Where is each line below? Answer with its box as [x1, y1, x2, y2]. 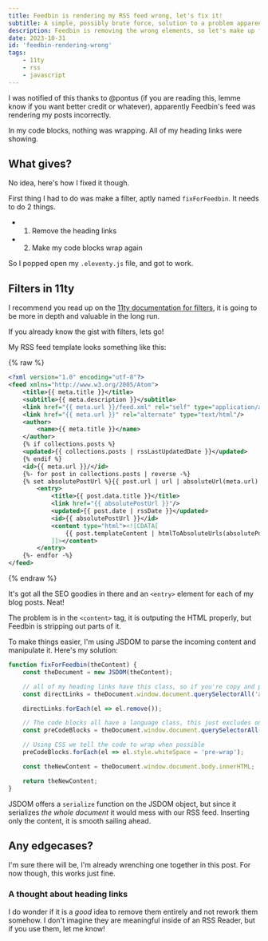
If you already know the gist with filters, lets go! [8, 327, 164, 336]
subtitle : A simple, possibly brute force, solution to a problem [8, 19, 234, 27]
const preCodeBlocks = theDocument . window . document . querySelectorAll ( [22, 726, 262, 735]
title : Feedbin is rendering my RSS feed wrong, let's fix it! [8, 11, 223, 20]
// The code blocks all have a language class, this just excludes [22, 719, 251, 727]
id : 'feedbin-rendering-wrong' [8, 42, 112, 50]
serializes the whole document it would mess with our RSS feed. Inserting [8, 808, 250, 817]
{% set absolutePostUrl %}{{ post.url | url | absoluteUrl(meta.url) [22, 477, 259, 486]
